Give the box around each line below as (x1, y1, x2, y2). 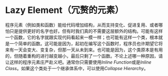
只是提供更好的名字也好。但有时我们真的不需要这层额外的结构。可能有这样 (9, 28, 163, 34)
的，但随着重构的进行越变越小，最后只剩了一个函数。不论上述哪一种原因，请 (5, 53, 163, 59)
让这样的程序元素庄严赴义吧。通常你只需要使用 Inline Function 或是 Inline (5, 59, 151, 65)
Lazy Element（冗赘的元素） (5, 4, 124, 16)
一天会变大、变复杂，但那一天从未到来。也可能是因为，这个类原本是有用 (13, 47, 163, 53)
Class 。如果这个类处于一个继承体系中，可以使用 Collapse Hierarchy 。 (5, 65, 148, 71)
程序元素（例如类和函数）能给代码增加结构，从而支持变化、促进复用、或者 (5, 22, 158, 28)
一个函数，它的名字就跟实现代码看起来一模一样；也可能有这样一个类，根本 (5, 34, 158, 40)
